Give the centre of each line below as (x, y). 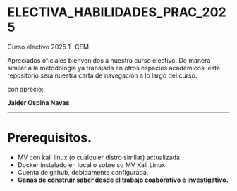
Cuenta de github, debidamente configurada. (83, 172)
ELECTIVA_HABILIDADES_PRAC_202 (117, 12)
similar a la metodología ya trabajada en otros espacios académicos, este (114, 68)
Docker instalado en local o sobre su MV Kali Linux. (92, 165)
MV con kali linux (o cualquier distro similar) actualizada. (99, 157)
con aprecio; (26, 89)
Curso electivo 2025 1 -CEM (48, 47)
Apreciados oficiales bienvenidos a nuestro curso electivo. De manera (109, 60)
